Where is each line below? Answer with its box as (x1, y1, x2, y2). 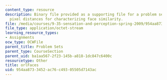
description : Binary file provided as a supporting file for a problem (5, 12, 157, 17)
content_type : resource (5, 7, 55, 12)
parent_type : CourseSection (5, 49, 64, 54)
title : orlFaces (5, 63, 39, 68)
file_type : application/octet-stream (5, 26, 83, 31)
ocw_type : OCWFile (5, 40, 43, 45)
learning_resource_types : (5, 30, 59, 35)
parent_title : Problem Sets (5, 44, 64, 49)
